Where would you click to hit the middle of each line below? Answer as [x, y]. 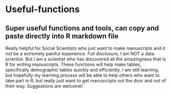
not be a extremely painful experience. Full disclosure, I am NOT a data [80, 54]
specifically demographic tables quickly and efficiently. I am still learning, [82, 70]
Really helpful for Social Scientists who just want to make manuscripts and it [86, 48]
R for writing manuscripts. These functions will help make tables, [73, 64]
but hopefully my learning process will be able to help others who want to [82, 75]
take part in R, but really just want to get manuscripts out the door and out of [86, 81]
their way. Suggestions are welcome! [44, 86]
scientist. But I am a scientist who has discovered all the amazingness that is [86, 59]
